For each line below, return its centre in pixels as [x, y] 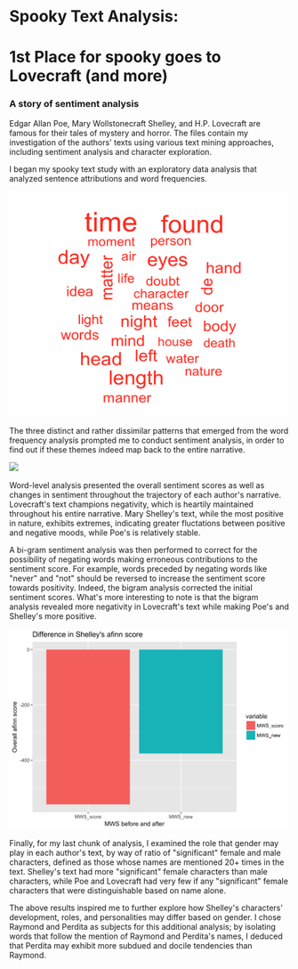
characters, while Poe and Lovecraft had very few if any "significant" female [149, 881]
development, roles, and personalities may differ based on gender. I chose [145, 917]
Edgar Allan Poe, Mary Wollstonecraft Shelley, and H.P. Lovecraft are [135, 123]
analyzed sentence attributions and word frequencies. [108, 178]
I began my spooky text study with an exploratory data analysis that [133, 169]
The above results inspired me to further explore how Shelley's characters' [146, 908]
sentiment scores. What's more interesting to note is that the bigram [134, 597]
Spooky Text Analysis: [94, 16]
